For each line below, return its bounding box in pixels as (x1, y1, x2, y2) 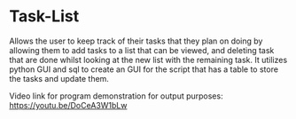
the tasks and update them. (9, 73, 109, 83)
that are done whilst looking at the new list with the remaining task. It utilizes (9, 54, 288, 65)
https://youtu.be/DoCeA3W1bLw (9, 99, 128, 110)
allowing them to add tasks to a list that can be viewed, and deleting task (9, 44, 275, 55)
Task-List (9, 6, 80, 27)
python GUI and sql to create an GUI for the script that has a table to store (9, 64, 279, 75)
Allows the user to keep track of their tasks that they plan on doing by (9, 36, 263, 46)
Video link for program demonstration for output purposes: (9, 91, 223, 101)
